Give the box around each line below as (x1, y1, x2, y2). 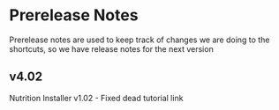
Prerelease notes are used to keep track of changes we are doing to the (9, 34, 270, 45)
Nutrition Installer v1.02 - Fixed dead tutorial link (9, 92, 184, 103)
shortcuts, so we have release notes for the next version (9, 43, 214, 54)
